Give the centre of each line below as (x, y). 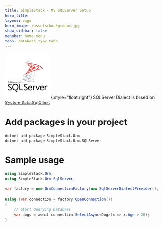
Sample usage (35, 160)
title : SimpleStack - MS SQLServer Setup (48, 10)
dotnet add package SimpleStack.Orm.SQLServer (53, 141)
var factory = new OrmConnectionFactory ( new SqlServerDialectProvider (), (82, 189)
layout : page (18, 21)
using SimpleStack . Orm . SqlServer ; (40, 179)
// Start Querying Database (42, 209)
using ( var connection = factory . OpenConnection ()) (59, 199)
